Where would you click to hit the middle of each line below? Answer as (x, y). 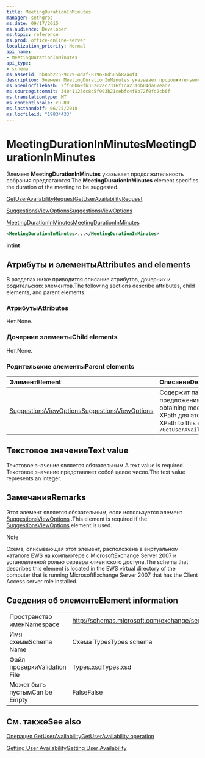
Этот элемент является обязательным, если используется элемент (95, 512)
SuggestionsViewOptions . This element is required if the (77, 519)
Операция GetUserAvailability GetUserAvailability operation (80, 737)
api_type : (19, 63)
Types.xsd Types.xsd (102, 667)
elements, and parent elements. (46, 292)
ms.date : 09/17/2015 (33, 23)
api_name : (19, 52)
